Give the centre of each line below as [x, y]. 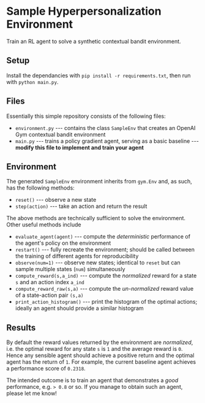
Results [21, 327]
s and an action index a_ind [50, 282]
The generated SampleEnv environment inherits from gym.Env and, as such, [99, 182]
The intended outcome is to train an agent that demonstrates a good [92, 380]
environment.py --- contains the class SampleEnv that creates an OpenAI [105, 128]
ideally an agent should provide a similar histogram [79, 309]
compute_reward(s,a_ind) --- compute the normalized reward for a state [106, 276]
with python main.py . [32, 82]
